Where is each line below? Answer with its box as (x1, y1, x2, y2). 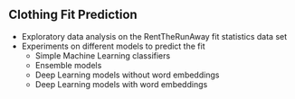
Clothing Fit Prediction (8, 7, 138, 22)
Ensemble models (34, 59, 102, 70)
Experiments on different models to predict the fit (21, 40, 205, 51)
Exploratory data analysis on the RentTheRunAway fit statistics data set (21, 31, 288, 41)
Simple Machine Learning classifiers (34, 49, 171, 61)
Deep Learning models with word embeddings (34, 78, 208, 89)
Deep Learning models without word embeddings (34, 69, 220, 80)
